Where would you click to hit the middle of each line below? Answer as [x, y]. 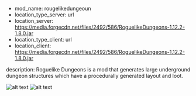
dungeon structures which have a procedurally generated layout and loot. [94, 76]
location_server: [34, 21]
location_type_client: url [43, 40]
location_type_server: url [44, 15]
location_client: [33, 46]
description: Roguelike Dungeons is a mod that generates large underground [98, 69]
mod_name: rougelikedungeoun [53, 8]
